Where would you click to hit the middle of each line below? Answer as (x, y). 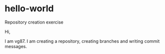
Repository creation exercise (34, 22)
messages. (16, 46)
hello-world (29, 9)
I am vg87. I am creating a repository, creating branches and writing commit (82, 41)
